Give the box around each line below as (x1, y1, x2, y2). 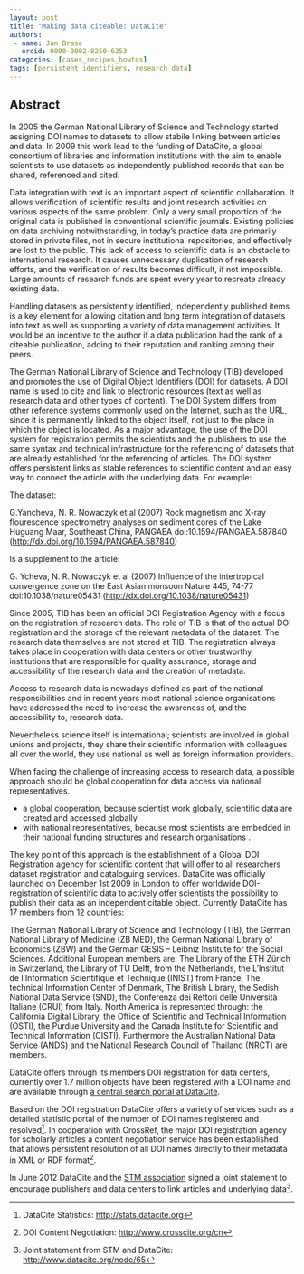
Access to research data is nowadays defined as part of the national (9, 682, 264, 693)
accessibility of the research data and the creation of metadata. (9, 665, 246, 676)
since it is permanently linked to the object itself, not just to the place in (9, 414, 274, 425)
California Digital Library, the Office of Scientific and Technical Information (9, 1011, 287, 1022)
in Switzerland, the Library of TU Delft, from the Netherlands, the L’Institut (9, 963, 285, 974)
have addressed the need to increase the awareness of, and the (9, 702, 247, 713)
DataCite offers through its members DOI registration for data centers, (9, 1067, 271, 1078)
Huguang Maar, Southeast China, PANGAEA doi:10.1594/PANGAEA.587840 (9, 526, 288, 537)
